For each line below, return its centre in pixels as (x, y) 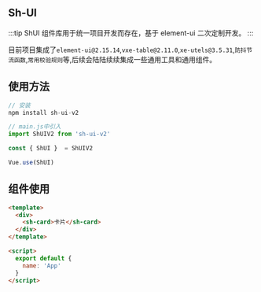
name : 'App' (42, 266)
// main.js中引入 (35, 127)
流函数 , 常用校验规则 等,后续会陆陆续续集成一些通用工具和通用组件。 (112, 59)
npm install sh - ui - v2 (44, 113)
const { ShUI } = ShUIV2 (50, 149)
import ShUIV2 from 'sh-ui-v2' (59, 134)
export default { (44, 258)
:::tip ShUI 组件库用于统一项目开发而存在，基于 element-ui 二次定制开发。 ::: (131, 33)
